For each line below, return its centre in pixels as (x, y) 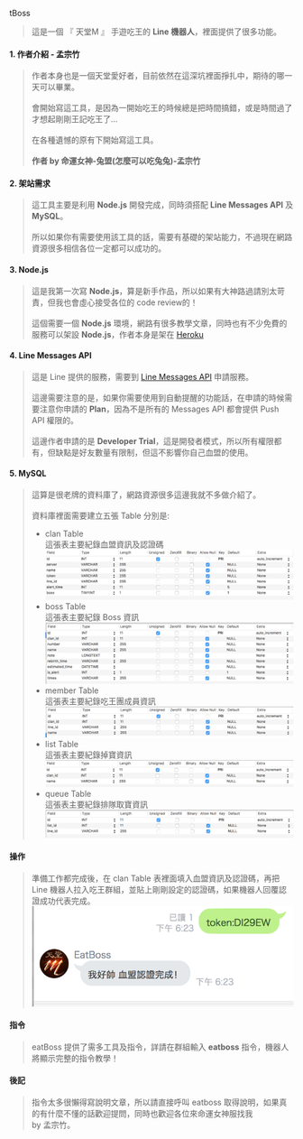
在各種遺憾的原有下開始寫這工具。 (95, 140)
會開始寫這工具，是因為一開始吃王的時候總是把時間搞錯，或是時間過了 (162, 108)
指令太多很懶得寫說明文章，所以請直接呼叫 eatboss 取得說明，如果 (155, 1102)
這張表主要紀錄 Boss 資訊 (92, 617)
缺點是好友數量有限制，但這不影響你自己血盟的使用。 (154, 452)
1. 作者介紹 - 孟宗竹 (45, 54)
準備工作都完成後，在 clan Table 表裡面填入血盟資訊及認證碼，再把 (156, 878)
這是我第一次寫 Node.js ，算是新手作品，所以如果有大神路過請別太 (154, 291)
